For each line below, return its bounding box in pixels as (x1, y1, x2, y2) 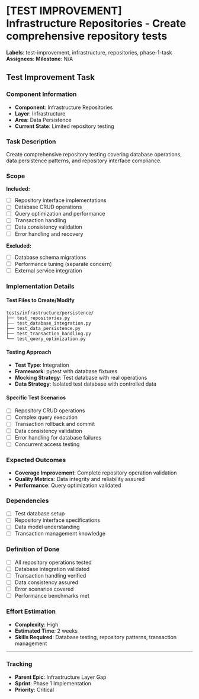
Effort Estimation (6, 607, 56, 615)
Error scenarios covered (14, 585, 74, 593)
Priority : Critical (14, 686, 54, 693)
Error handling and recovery (14, 230, 84, 238)
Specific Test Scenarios (6, 394, 66, 401)
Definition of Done (6, 545, 60, 553)
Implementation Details (6, 282, 75, 290)
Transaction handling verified (14, 572, 86, 579)
